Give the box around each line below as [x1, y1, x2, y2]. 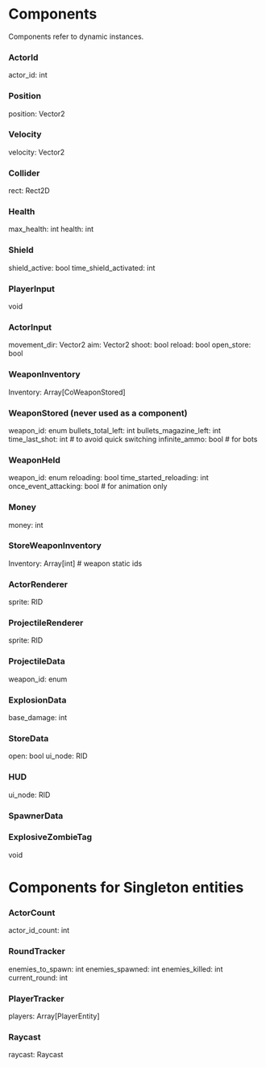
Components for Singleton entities [8, 878, 244, 896]
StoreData [8, 732, 49, 744]
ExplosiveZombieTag [8, 832, 93, 843]
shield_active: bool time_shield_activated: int [8, 263, 156, 272]
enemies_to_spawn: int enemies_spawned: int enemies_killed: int [8, 964, 223, 974]
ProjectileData [8, 656, 66, 667]
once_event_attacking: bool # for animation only [8, 482, 168, 491]
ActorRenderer [8, 579, 69, 590]
